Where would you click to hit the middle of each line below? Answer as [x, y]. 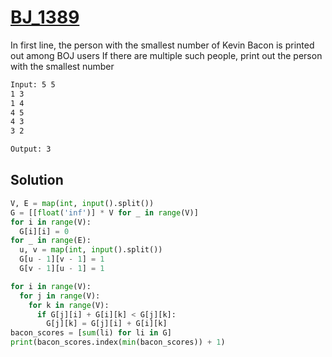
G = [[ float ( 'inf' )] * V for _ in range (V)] [104, 212]
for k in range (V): [69, 305]
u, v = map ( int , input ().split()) [91, 250]
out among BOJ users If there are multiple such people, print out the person [166, 55]
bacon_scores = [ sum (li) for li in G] [91, 333]
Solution [37, 180]
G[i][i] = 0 [44, 231]
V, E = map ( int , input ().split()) [82, 203]
